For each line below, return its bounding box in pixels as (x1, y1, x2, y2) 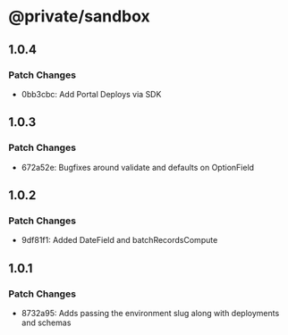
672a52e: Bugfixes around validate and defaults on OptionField (21, 162, 255, 172)
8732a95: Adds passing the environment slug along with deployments (21, 307, 280, 318)
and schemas (21, 317, 72, 328)
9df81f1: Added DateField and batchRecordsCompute (21, 235, 218, 246)
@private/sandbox (8, 6, 151, 27)
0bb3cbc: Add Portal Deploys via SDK (21, 88, 162, 99)
